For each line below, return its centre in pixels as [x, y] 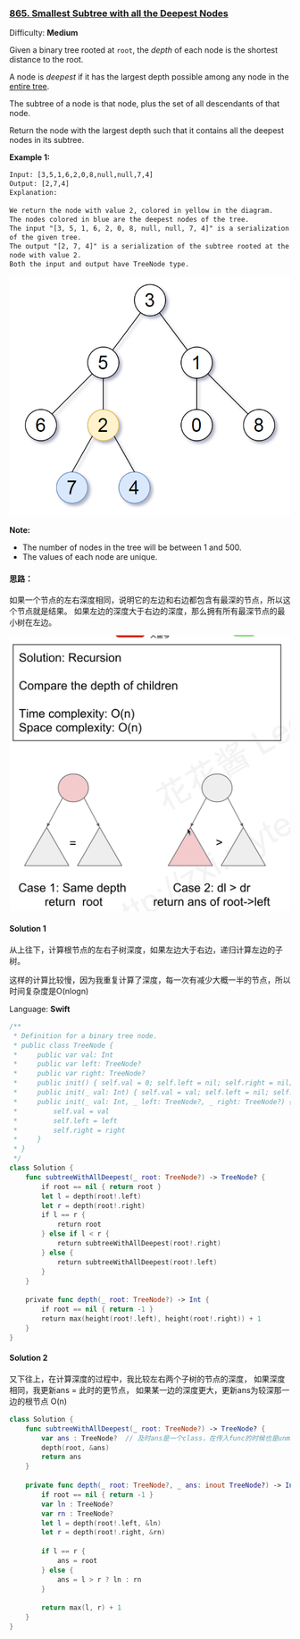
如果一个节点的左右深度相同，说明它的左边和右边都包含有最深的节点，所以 [146, 600]
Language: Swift [40, 1009]
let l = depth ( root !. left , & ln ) [102, 1523]
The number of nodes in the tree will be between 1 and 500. [132, 547]
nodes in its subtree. [47, 140]
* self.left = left [65, 1120]
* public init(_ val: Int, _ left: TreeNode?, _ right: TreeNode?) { [153, 1102]
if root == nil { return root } [102, 1187]
